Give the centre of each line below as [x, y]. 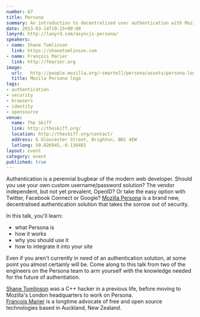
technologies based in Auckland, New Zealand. [64, 308]
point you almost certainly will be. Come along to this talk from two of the [96, 264]
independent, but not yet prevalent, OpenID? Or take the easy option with [96, 191]
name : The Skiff [32, 123]
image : [14, 67]
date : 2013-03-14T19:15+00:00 [44, 28]
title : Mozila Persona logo [46, 78]
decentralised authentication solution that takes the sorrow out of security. [98, 205]
